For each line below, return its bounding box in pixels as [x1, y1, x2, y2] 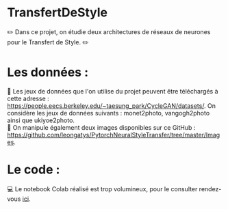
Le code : [7, 162, 60, 178]
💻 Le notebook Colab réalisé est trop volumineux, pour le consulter [7, 184, 198, 193]
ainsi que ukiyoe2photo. [7, 116, 75, 124]
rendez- [199, 184, 222, 193]
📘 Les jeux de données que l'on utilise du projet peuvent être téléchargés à [7, 87, 218, 95]
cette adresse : [7, 94, 49, 102]
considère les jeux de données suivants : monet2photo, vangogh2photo [7, 109, 210, 117]
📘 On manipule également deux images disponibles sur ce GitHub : [7, 123, 196, 131]
